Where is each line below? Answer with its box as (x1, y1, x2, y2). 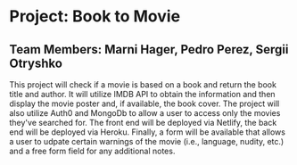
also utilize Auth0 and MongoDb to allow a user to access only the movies (9, 108, 281, 118)
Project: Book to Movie (9, 6, 181, 27)
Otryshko (9, 55, 62, 70)
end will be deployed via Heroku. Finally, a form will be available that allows (9, 127, 285, 137)
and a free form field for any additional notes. (9, 145, 176, 156)
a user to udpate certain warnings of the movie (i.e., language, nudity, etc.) (9, 136, 285, 146)
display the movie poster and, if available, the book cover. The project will (9, 98, 280, 109)
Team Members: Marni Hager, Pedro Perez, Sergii (9, 42, 289, 57)
